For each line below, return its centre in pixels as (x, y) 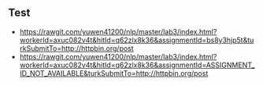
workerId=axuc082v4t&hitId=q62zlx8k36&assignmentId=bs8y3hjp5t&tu (137, 40)
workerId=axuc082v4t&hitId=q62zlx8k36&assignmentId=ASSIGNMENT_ (137, 65)
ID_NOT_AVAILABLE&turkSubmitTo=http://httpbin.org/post (114, 73)
